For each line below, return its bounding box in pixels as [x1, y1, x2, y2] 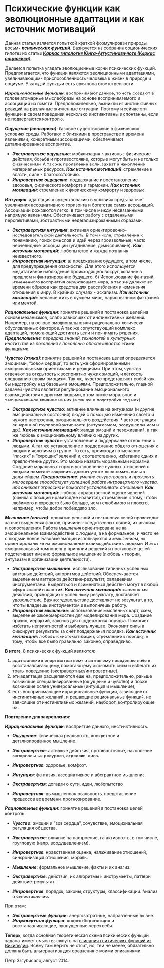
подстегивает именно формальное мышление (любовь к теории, [5, 551, 141, 557]
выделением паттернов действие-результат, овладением [12, 576, 133, 582]
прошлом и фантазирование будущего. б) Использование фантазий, [12, 274, 155, 280]
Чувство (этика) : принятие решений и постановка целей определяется [5, 355, 155, 361]
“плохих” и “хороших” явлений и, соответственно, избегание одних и [12, 453, 158, 459]
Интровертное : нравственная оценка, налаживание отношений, [12, 849, 147, 855]
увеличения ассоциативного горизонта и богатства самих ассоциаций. [5, 202, 155, 208]
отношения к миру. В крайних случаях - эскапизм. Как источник [12, 289, 149, 295]
